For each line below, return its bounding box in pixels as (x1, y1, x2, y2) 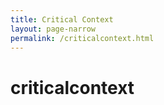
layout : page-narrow (10, 24, 97, 34)
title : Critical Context (10, 14, 114, 25)
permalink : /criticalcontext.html (10, 33, 155, 43)
